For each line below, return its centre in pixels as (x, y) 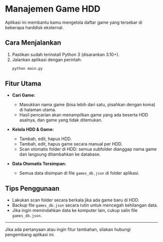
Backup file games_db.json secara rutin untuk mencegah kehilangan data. (85, 205)
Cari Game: (24, 95)
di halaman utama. (38, 110)
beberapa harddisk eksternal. (34, 27)
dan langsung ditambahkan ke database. (60, 154)
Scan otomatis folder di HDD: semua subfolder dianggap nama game (88, 149)
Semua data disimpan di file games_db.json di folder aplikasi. (79, 173)
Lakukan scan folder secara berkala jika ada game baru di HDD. (76, 200)
